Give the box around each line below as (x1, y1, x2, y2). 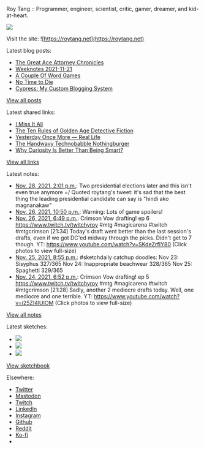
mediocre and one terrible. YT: (15, 293, 93, 300)
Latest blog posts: (6, 47, 52, 54)
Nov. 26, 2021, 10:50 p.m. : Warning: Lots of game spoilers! (15, 208, 163, 215)
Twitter (15, 386, 34, 393)
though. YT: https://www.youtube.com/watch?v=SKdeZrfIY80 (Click (15, 241, 187, 247)
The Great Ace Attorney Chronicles (15, 59, 104, 66)
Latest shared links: (6, 108, 56, 116)
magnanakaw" (15, 202, 52, 209)
